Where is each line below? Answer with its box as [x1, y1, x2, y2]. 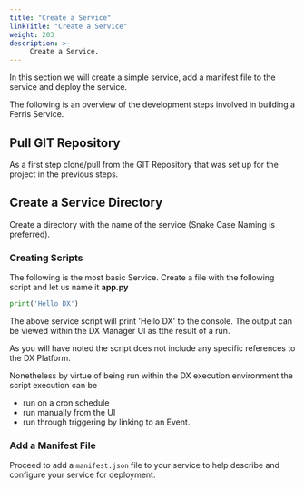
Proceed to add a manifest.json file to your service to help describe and [9, 460, 279, 471]
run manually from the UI [22, 406, 116, 417]
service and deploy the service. [9, 82, 128, 93]
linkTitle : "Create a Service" [9, 22, 128, 31]
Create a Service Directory [9, 195, 163, 210]
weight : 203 [9, 30, 54, 39]
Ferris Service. [9, 109, 64, 120]
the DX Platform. [9, 352, 71, 363]
